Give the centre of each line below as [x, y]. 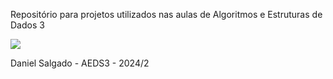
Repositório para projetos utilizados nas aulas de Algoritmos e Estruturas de [166, 14]
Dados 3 [27, 25]
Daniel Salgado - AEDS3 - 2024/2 [80, 63]
